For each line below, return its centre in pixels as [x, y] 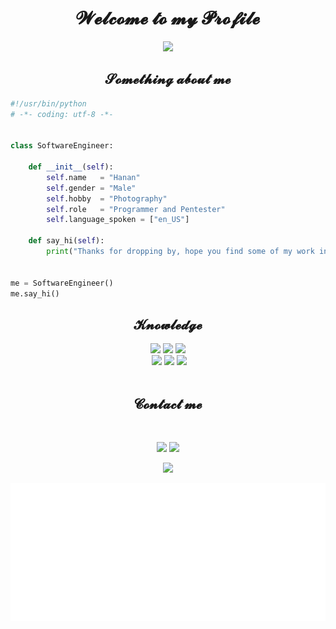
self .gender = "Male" [91, 188]
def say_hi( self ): [66, 241]
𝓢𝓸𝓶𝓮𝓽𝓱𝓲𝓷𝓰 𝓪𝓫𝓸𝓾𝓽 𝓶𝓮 [168, 79]
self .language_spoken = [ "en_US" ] [118, 220]
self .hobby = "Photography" [107, 198]
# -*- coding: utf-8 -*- [62, 114]
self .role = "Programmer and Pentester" [136, 209]
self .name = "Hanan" [93, 177]
